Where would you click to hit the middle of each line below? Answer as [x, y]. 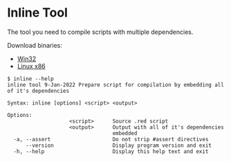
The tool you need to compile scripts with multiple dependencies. [100, 32]
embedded [125, 133]
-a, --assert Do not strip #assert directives [111, 139]
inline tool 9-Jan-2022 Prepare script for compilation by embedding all [116, 84]
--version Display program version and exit [119, 145]
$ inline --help [30, 79]
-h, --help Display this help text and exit [111, 151]
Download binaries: [35, 45]
